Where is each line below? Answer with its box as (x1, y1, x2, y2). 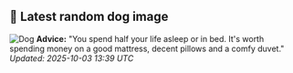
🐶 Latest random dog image (9, 9, 169, 25)
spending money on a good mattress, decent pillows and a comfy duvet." (9, 43, 285, 54)
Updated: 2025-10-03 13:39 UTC (9, 52, 134, 64)
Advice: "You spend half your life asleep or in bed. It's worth (36, 33, 265, 44)
